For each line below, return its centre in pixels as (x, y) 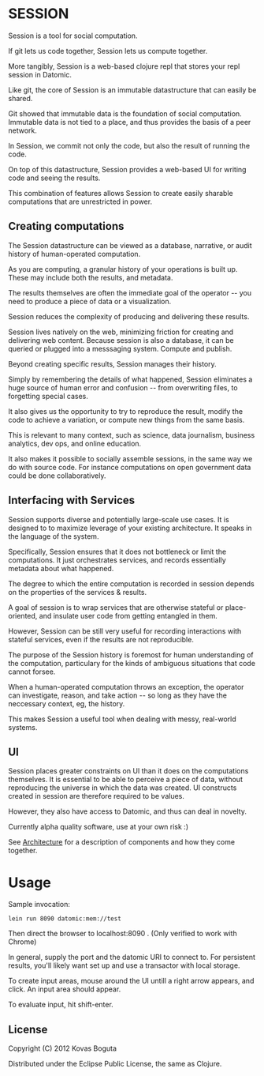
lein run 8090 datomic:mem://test (65, 919)
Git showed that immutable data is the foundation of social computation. (125, 113)
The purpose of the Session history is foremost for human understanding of (131, 655)
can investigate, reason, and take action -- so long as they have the (117, 695)
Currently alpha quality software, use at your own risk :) (99, 827)
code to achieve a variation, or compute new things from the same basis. (126, 419)
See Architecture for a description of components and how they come (121, 842)
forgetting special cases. (48, 396)
